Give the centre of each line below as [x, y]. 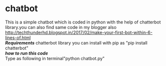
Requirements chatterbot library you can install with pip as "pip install [76, 43]
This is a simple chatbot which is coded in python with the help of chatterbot [83, 22]
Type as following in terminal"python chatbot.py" [55, 58]
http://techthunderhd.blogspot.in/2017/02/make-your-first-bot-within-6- [79, 32]
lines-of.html [18, 38]
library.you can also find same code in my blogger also [61, 27]
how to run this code [27, 53]
